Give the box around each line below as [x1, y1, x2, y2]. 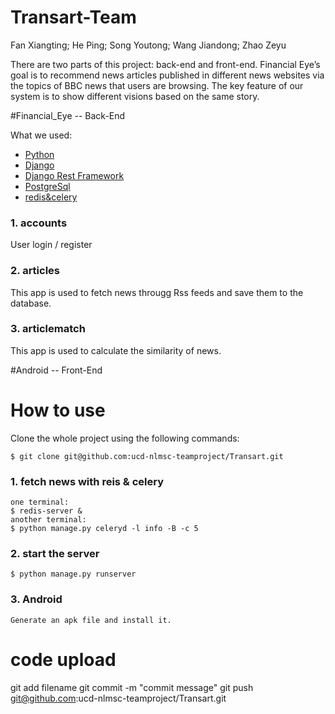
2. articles [10, 264, 61, 278]
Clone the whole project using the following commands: [10, 432, 240, 444]
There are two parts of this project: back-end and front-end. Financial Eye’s [10, 58, 321, 70]
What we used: [10, 129, 73, 141]
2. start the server [10, 546, 100, 560]
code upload [10, 648, 117, 671]
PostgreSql [24, 180, 71, 192]
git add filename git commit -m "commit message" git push [10, 681, 254, 693]
